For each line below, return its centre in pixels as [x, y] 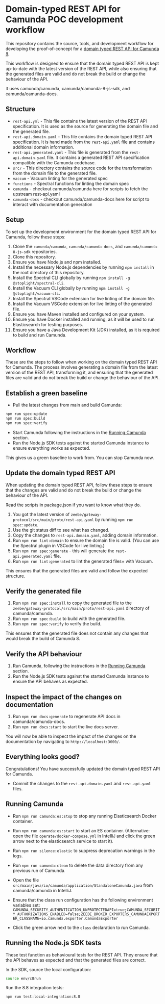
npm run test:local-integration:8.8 [43, 997]
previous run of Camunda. [39, 870]
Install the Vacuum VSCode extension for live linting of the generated [82, 304]
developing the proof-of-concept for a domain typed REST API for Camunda [82, 49]
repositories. [44, 252]
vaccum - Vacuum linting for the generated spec [60, 178]
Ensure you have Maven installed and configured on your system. [79, 314]
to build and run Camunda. [39, 335]
